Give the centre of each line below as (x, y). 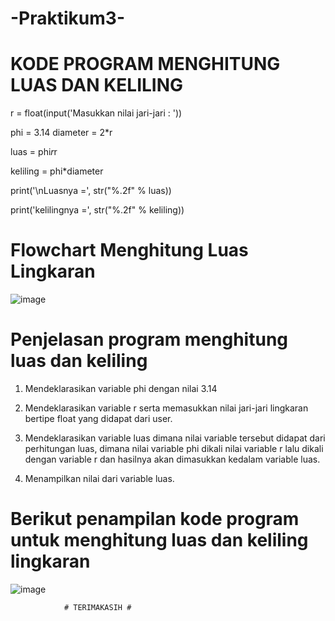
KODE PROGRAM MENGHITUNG (145, 64)
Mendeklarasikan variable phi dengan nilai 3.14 (121, 388)
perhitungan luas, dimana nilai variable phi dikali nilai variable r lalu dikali (174, 448)
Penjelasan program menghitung (149, 339)
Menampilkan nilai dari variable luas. (99, 478)
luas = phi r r (34, 152)
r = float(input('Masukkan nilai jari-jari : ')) (96, 113)
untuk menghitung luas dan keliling (159, 540)
